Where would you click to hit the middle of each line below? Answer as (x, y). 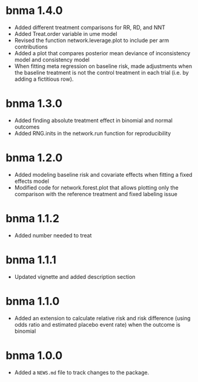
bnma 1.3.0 (34, 104)
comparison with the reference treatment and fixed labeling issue (96, 194)
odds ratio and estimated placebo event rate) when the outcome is (97, 324)
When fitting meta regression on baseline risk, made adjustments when (103, 66)
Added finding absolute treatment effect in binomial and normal (94, 120)
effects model (32, 181)
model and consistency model (52, 60)
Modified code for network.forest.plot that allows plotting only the (97, 187)
